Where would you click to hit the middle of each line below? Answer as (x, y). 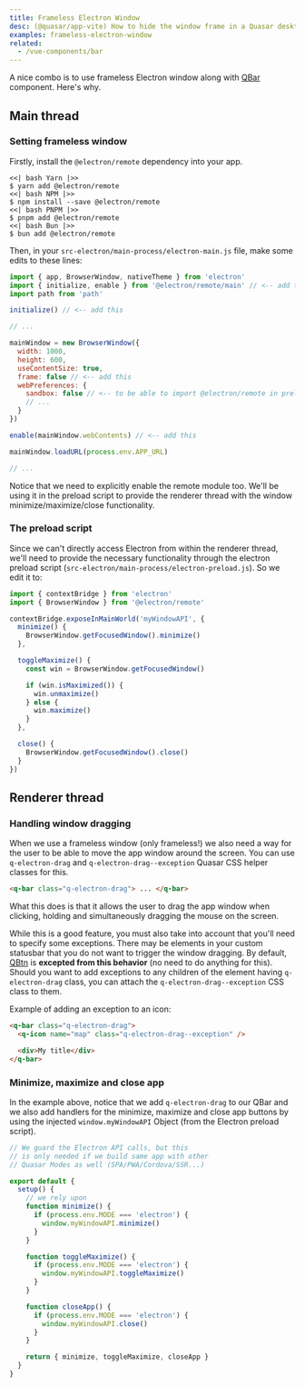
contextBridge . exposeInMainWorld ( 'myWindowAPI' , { (107, 619)
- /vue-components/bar (60, 52)
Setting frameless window (69, 142)
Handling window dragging (70, 823)
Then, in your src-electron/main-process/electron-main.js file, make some (151, 250)
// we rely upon (57, 1198)
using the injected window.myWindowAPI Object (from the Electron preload (144, 1121)
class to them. (36, 992)
